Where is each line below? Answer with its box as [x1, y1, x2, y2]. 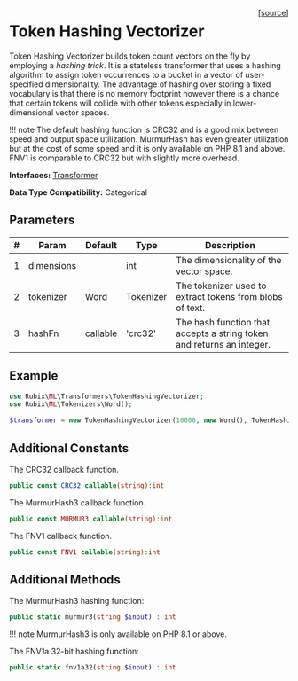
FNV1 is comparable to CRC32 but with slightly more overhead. [9, 153, 239, 163]
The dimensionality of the [176, 254, 282, 266]
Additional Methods [9, 572, 122, 588]
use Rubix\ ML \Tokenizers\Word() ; [9, 400, 133, 409]
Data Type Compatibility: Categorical [9, 186, 148, 198]
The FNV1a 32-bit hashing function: [9, 646, 139, 657]
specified [9, 79, 43, 90]
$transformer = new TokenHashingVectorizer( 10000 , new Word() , [9, 416, 248, 425]
